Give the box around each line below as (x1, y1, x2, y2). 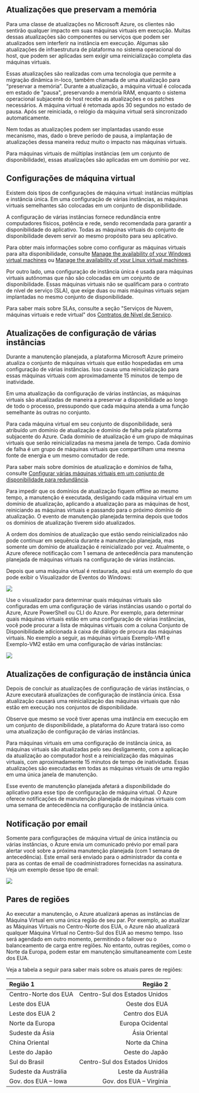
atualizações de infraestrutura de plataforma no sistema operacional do (6, 46, 181, 53)
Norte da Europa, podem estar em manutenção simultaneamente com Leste (6, 948, 192, 955)
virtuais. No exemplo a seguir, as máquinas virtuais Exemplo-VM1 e (6, 634, 170, 641)
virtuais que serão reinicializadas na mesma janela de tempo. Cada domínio (6, 439, 191, 446)
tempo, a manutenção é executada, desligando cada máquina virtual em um (6, 494, 192, 501)
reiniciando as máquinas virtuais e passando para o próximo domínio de (6, 506, 182, 514)
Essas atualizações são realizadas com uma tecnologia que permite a (6, 70, 176, 77)
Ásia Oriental (132, 1028, 168, 1037)
